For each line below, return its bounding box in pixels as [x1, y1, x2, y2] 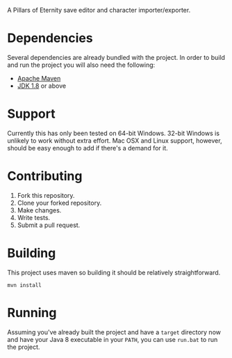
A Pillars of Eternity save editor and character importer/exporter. [7, 6, 191, 14]
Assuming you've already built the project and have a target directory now [7, 327, 221, 336]
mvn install [7, 281, 42, 288]
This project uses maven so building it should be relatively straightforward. [7, 268, 221, 277]
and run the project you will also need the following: [7, 61, 156, 69]
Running [7, 304, 57, 320]
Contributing [7, 169, 83, 184]
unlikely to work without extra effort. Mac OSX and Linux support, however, [7, 136, 222, 145]
